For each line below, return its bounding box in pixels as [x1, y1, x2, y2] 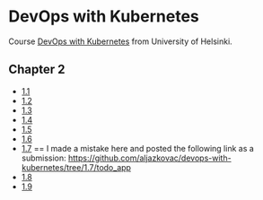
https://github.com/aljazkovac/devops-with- [67, 152, 232, 163]
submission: [21, 152, 66, 163]
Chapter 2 [8, 62, 66, 77]
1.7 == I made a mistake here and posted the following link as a [21, 143, 255, 153]
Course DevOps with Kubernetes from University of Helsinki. [8, 36, 232, 47]
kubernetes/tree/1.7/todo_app [21, 161, 132, 172]
